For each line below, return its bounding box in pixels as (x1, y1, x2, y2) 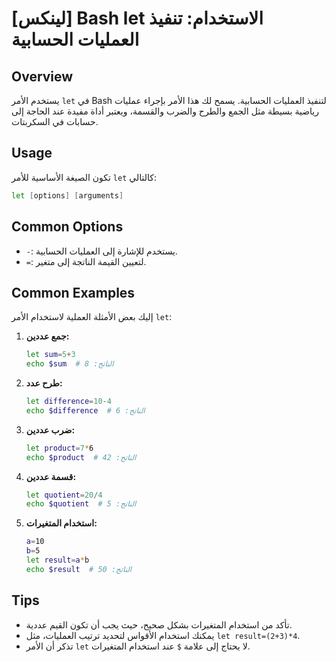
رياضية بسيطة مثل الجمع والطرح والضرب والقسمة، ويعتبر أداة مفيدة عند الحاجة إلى (11, 105, 319, 117)
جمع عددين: (25, 330, 70, 342)
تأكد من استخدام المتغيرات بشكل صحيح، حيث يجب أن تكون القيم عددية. (25, 618, 293, 631)
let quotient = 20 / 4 (25, 490, 103, 500)
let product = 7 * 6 (25, 443, 94, 453)
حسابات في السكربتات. (11, 116, 99, 127)
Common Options (11, 218, 124, 236)
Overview (11, 68, 74, 85)
